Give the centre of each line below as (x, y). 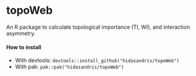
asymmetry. (21, 33)
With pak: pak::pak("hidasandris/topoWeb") (69, 67)
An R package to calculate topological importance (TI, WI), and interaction (98, 27)
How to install (24, 47)
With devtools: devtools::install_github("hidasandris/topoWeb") (97, 60)
